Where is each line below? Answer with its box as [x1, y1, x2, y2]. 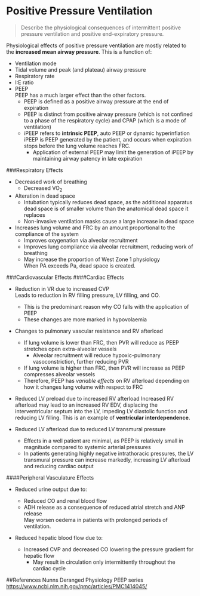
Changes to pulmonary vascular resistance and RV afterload [14, 327, 163, 334]
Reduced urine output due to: [14, 486, 88, 493]
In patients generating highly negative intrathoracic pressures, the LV [23, 450, 194, 457]
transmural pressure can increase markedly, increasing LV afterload [23, 456, 190, 463]
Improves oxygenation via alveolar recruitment [23, 236, 139, 244]
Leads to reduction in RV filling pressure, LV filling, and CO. [14, 291, 160, 299]
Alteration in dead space [14, 192, 76, 199]
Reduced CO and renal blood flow [23, 497, 107, 504]
